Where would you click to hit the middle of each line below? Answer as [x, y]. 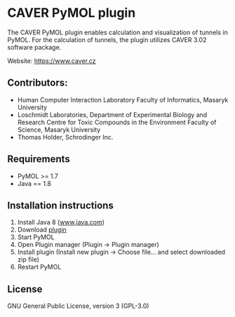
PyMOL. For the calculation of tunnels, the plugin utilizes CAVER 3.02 [107, 39]
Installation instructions [60, 205]
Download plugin [42, 230]
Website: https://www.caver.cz [52, 60]
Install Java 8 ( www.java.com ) [61, 222]
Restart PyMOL [39, 267]
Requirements [39, 159]
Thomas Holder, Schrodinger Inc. [65, 137]
